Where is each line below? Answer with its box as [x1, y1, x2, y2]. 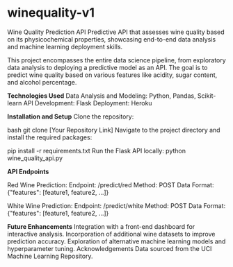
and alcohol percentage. [7, 78, 77, 86]
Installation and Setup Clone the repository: [7, 112, 134, 121]
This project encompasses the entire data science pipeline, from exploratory [7, 55, 226, 64]
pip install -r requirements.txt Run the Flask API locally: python [7, 146, 186, 155]
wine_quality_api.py [7, 154, 63, 162]
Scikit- [197, 92, 216, 100]
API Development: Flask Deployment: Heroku [23, 98, 152, 107]
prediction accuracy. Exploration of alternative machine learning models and [7, 237, 226, 246]
